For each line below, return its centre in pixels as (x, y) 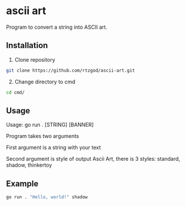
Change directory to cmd (45, 82)
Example (22, 183)
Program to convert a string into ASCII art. (57, 27)
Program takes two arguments (43, 136)
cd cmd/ (16, 92)
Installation (27, 45)
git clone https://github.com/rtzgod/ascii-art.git (70, 70)
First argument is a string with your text (53, 147)
